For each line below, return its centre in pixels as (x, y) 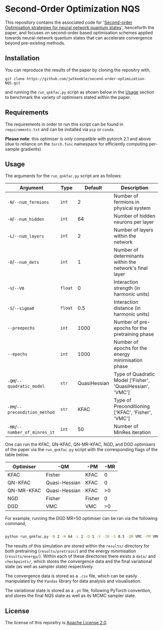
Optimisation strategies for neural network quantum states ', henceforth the (80, 27)
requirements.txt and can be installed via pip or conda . (60, 129)
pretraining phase (134, 334)
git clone (15, 79)
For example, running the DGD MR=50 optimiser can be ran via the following (81, 518)
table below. (17, 455)
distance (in (127, 308)
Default (93, 188)
